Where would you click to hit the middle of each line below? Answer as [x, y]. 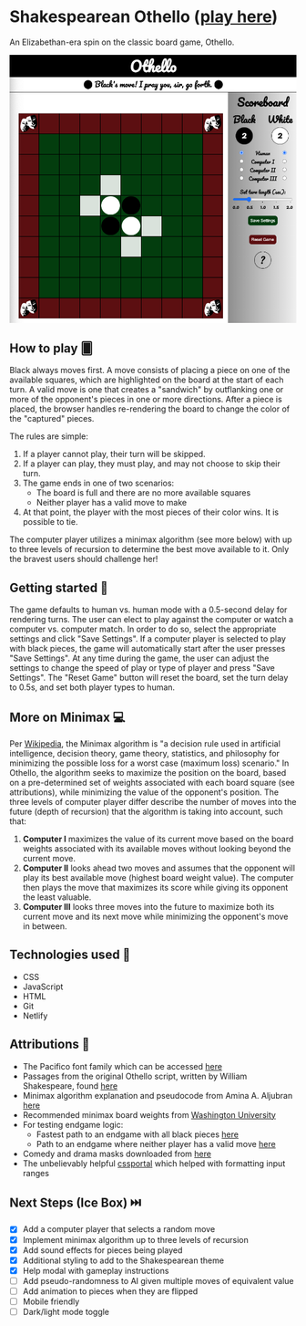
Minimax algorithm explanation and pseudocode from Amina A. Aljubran [158, 1095]
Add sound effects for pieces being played [102, 1250]
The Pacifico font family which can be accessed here [122, 1066]
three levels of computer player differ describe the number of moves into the [153, 802]
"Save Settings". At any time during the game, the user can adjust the [139, 658]
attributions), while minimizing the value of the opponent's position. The [144, 792]
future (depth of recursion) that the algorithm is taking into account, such [147, 812]
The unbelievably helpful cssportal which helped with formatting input [154, 1163]
